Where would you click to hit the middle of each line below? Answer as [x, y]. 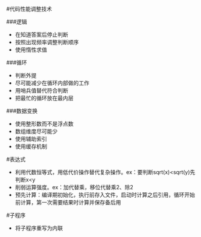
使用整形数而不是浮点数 [44, 124]
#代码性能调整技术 [29, 9]
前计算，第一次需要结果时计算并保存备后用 [68, 202]
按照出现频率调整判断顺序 [47, 42]
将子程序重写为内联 [39, 228]
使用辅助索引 [31, 139]
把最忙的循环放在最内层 [44, 98]
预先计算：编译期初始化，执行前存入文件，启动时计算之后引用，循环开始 [105, 195]
